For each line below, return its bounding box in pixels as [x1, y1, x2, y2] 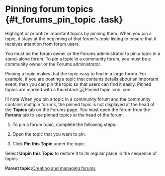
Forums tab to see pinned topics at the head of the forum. [5, 112, 124, 117]
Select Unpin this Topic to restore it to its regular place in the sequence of [5, 150, 157, 156]
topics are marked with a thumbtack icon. [5, 86, 132, 92]
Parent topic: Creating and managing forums [5, 165, 96, 171]
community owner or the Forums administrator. [5, 61, 101, 67]
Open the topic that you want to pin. [12, 131, 86, 137]
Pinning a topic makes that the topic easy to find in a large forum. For [5, 70, 147, 76]
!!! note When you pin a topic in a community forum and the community [5, 96, 151, 102]
